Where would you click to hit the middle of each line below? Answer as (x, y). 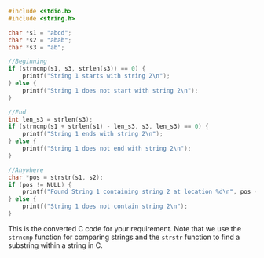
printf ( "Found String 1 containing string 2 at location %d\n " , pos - (140, 192)
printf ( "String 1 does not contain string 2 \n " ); (105, 207)
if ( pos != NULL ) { (40, 184)
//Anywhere (26, 170)
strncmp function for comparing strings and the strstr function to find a (124, 237)
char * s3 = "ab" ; (37, 47)
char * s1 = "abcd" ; (40, 33)
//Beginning (27, 62)
